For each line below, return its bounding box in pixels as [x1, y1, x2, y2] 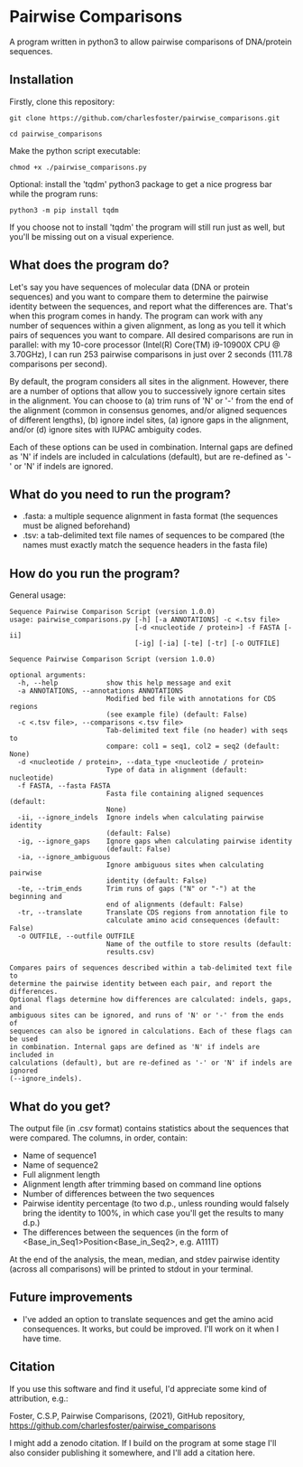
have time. [22, 1332, 61, 1344]
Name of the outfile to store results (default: [106, 940, 293, 949]
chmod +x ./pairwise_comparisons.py [9, 163, 147, 172]
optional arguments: [9, 671, 87, 680]
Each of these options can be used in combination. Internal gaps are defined [9, 441, 293, 452]
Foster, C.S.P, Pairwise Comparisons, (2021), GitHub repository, [9, 1410, 245, 1421]
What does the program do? [9, 258, 170, 273]
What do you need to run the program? [9, 487, 232, 502]
